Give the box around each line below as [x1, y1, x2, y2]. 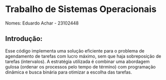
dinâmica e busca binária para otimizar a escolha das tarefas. [5, 69, 132, 75]
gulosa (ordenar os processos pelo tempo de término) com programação [5, 63, 156, 69]
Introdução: [5, 34, 43, 43]
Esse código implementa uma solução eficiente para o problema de [5, 47, 144, 53]
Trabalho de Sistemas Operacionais [5, 3, 157, 15]
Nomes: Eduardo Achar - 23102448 [5, 20, 79, 26]
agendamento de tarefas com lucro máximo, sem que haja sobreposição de [5, 53, 161, 59]
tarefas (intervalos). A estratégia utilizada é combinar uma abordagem [5, 58, 150, 64]
